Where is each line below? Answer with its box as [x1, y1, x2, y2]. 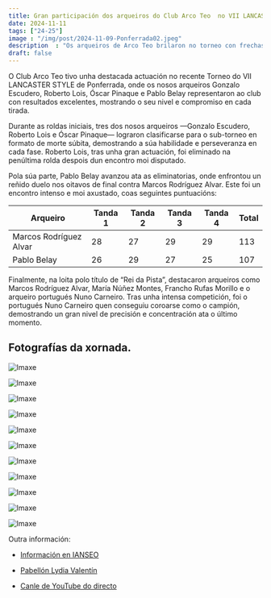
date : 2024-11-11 [8, 19, 67, 27]
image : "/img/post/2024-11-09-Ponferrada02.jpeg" [8, 34, 182, 43]
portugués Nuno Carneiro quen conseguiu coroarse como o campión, [8, 301, 240, 310]
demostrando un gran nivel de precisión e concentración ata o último [8, 309, 238, 318]
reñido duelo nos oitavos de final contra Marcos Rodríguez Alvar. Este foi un [8, 180, 261, 189]
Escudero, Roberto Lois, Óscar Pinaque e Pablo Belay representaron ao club [8, 89, 261, 98]
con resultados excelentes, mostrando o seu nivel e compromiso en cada [8, 98, 252, 106]
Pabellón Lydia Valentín [19, 565, 98, 575]
